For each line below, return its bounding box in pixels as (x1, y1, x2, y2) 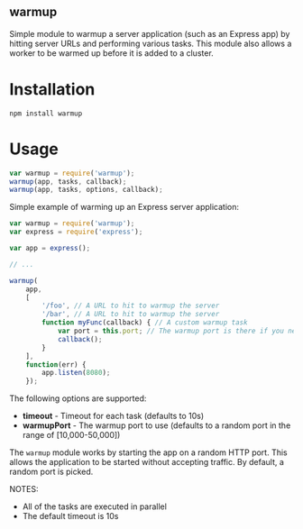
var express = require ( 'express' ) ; (9, 227, 143, 237)
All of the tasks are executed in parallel (22, 501, 167, 512)
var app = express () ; (9, 244, 91, 253)
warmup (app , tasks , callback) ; (9, 177, 127, 186)
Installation (9, 79, 96, 99)
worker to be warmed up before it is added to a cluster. (9, 47, 214, 59)
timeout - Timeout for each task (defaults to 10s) (22, 411, 205, 422)
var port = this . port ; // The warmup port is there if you (57, 326, 284, 336)
